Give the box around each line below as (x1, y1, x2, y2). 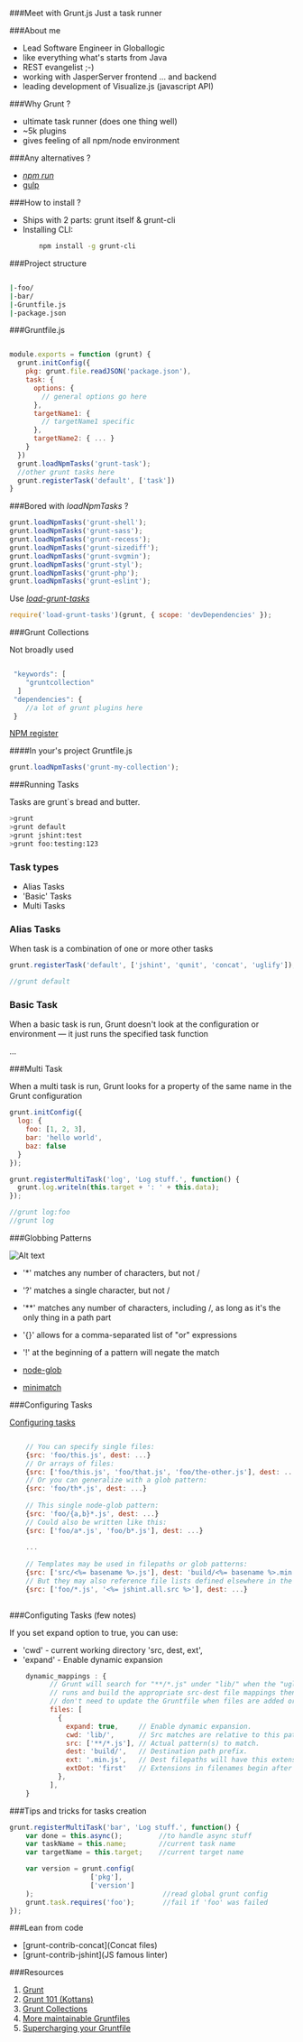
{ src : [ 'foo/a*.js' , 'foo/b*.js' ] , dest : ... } (25, 1526, 204, 1535)
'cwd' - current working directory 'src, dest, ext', (22, 1644, 203, 1655)
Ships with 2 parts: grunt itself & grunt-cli (22, 215, 176, 225)
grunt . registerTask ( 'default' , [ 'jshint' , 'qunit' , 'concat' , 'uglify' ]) (9, 961, 293, 970)
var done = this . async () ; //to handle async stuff (25, 1831, 252, 1840)
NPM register (9, 728, 59, 739)
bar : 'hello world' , (25, 1133, 103, 1142)
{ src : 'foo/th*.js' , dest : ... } (25, 1484, 147, 1493)
